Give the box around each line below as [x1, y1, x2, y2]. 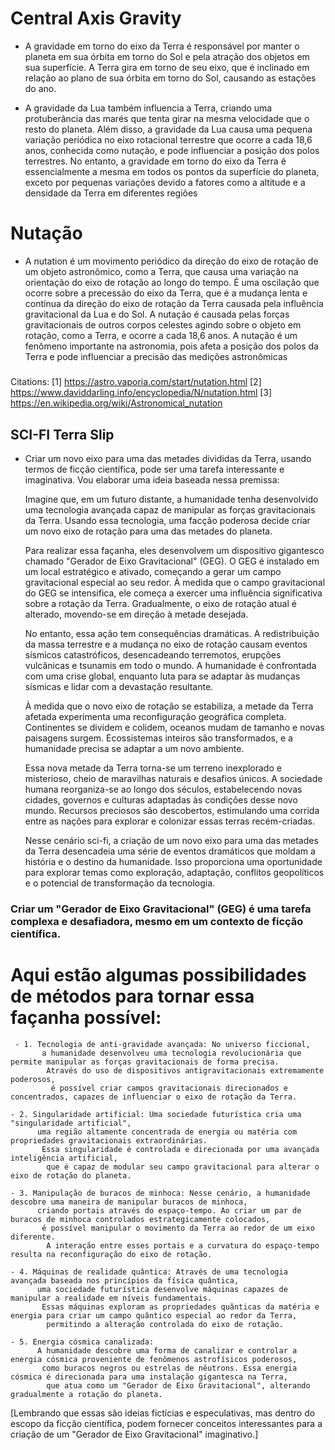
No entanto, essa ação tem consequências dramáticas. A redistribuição [24, 628, 320, 640]
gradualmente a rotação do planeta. [10, 1389, 163, 1399]
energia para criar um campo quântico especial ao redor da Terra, [10, 1310, 298, 1321]
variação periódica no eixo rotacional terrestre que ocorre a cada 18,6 [24, 133, 313, 146]
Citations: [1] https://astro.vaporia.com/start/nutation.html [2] [10, 376, 262, 388]
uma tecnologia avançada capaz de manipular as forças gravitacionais [24, 504, 316, 516]
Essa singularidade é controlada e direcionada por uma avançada [41, 1144, 320, 1154]
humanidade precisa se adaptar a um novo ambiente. [24, 743, 245, 755]
